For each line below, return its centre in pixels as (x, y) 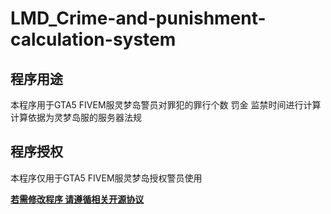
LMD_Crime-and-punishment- (138, 18)
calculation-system (93, 39)
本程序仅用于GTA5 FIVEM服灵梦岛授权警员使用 (106, 178)
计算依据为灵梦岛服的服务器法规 (76, 117)
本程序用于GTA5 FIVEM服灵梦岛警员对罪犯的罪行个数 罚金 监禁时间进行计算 (166, 105)
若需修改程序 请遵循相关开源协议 (77, 199)
